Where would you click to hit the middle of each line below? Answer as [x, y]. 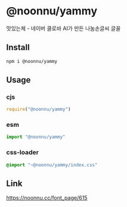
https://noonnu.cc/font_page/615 [47, 198]
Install [18, 48]
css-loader [22, 153]
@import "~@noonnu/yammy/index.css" [52, 165]
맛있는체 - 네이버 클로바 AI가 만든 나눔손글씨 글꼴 [63, 28]
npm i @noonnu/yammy [32, 61]
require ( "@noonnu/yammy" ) [38, 109]
